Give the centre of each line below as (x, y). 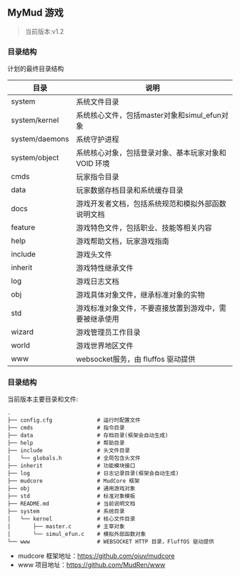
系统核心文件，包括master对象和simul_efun (149, 115)
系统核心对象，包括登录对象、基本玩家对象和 (151, 153)
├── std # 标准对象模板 (71, 496)
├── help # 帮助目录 (66, 443)
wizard (22, 332)
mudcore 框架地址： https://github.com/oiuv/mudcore (96, 556)
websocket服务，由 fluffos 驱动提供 (136, 359)
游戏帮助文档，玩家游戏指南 (122, 242)
